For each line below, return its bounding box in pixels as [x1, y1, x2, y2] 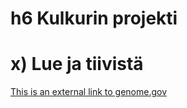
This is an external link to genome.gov [10, 86, 168, 98]
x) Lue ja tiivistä [10, 53, 144, 76]
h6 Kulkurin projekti [10, 7, 178, 30]
